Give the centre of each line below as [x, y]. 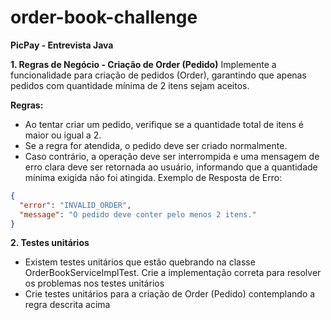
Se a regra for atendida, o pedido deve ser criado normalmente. [156, 145]
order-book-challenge [104, 17]
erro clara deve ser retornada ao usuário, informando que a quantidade [171, 167]
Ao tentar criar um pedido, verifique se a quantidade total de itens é [164, 124]
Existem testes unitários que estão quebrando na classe [140, 262]
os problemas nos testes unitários [94, 283]
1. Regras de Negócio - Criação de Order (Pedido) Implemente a [143, 64]
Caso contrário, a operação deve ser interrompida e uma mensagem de [172, 156]
